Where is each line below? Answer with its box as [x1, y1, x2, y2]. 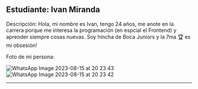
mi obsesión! [6, 41, 37, 49]
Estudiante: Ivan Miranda [6, 5, 100, 15]
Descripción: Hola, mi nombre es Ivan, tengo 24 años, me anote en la [6, 20, 174, 27]
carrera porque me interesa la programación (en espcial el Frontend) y [6, 27, 177, 34]
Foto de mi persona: [6, 53, 55, 60]
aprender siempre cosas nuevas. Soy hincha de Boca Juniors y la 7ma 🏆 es [6, 33, 191, 40]
